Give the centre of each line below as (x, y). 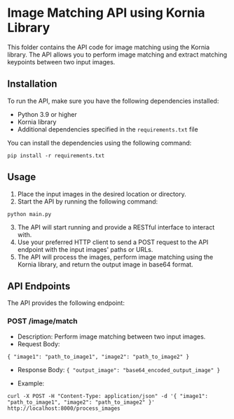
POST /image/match (43, 321)
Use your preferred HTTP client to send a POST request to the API (113, 242)
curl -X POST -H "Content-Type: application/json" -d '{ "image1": (108, 396)
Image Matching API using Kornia (106, 13)
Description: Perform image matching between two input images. (111, 336)
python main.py (29, 214)
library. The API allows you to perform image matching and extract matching (117, 55)
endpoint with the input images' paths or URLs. (85, 249)
